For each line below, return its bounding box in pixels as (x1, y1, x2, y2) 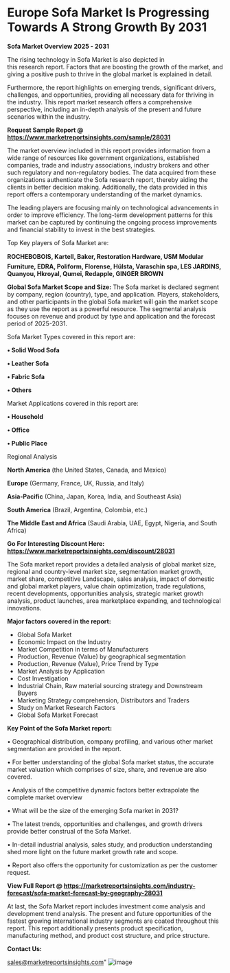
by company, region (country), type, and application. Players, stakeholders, (7, 290, 220, 298)
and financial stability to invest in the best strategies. (7, 225, 156, 233)
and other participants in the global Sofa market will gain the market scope (7, 297, 218, 306)
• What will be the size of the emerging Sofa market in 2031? (7, 806, 179, 814)
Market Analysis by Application (16, 667, 105, 675)
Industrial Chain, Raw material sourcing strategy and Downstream (16, 681, 203, 689)
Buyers (16, 689, 38, 697)
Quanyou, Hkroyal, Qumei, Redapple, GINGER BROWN (7, 269, 163, 277)
